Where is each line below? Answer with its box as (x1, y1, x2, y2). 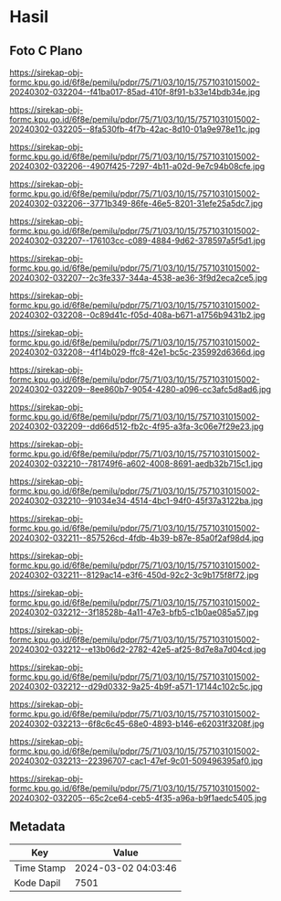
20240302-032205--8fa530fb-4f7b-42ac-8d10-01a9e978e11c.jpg (9, 123, 260, 134)
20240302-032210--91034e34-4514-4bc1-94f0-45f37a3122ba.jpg (9, 496, 264, 506)
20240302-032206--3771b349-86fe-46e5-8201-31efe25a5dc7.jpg (9, 198, 263, 209)
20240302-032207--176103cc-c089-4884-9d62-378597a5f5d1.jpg (9, 235, 266, 246)
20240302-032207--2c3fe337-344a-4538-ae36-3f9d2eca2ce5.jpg (9, 273, 267, 283)
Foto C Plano (9, 43, 83, 59)
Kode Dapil (14, 876, 61, 889)
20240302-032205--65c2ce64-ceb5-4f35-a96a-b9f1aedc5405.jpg (9, 793, 267, 803)
